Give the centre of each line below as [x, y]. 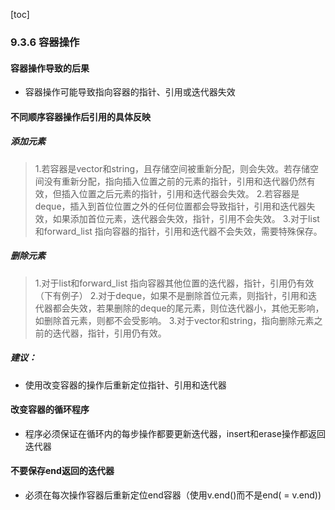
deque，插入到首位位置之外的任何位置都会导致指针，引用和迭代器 [170, 206]
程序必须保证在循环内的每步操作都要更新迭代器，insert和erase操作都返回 [175, 433]
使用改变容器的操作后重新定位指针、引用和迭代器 [125, 385]
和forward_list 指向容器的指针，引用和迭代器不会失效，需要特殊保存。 [178, 231]
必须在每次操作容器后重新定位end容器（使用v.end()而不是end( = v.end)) [173, 495]
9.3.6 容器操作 [45, 42]
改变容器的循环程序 [50, 410]
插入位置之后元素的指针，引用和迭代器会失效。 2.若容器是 [180, 193]
